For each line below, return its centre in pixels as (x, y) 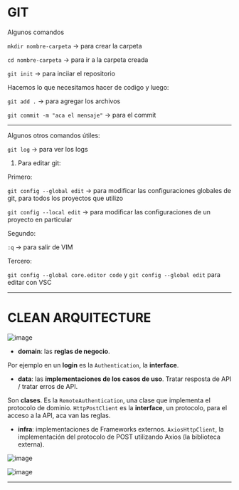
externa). (31, 444)
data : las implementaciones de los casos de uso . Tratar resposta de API (124, 379)
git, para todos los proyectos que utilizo (65, 198)
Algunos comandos (36, 32)
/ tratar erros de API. (48, 386)
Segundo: (22, 233)
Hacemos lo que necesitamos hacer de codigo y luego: (88, 87)
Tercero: (20, 261)
